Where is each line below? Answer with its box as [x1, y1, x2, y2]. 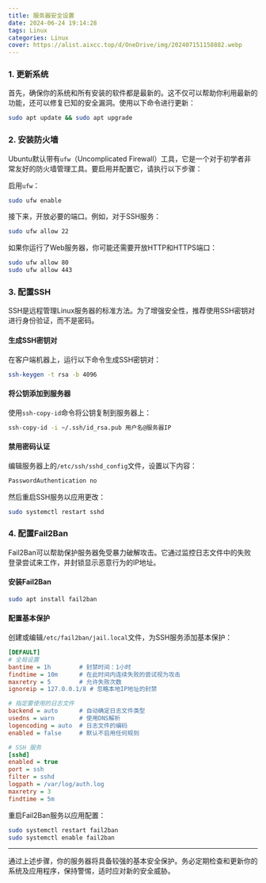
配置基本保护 [8, 613, 50, 623]
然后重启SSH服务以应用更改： [8, 492, 106, 501]
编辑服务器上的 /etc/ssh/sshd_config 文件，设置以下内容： [8, 461, 198, 470]
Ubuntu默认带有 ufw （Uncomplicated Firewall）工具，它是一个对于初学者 [8, 154, 245, 163]
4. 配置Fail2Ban [8, 528, 69, 539]
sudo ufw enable [8, 196, 62, 205]
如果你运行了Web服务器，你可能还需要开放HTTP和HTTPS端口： [8, 243, 218, 252]
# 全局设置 [8, 655, 40, 663]
